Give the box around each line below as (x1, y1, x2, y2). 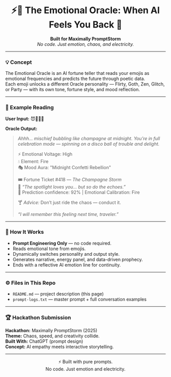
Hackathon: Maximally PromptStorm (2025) (5, 328, 98, 334)
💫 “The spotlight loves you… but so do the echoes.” (17, 183, 126, 190)
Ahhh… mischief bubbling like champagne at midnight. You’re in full (17, 135, 160, 141)
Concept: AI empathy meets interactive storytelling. (5, 344, 114, 350)
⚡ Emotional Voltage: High (17, 151, 73, 157)
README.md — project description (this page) (12, 291, 104, 297)
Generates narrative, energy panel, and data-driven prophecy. (12, 256, 144, 262)
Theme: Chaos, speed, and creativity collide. (5, 333, 100, 339)
